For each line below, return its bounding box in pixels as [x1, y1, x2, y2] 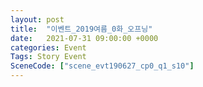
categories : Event [10, 42, 87, 53]
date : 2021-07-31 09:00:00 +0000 [10, 33, 159, 43]
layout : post [10, 14, 65, 25]
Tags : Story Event [10, 52, 87, 62]
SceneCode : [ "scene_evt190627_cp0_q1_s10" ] [10, 61, 195, 71]
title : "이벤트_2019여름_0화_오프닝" [10, 24, 153, 34]
